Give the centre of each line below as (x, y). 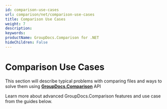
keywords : (15, 33)
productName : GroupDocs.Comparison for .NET (52, 38)
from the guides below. (29, 101)
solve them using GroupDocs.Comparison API (53, 86)
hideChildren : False (27, 42)
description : (19, 28)
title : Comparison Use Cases (35, 19)
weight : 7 (15, 24)
